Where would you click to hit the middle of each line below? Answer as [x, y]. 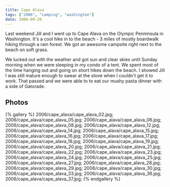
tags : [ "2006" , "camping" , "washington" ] [50, 15]
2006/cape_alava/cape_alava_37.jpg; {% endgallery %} [63, 179]
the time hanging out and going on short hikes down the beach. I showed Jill [85, 70]
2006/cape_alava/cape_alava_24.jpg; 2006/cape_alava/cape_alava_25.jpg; [83, 158]
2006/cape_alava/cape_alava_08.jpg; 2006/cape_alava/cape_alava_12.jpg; [83, 125]
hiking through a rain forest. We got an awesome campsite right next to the [83, 44]
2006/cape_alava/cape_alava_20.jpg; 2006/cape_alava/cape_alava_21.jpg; [83, 147]
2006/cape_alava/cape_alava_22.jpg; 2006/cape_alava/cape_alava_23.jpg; [83, 152]
